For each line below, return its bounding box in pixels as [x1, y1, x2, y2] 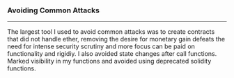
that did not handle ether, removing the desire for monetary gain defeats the [7, 35, 225, 43]
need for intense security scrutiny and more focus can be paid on [7, 42, 195, 50]
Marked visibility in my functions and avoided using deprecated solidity [7, 57, 212, 66]
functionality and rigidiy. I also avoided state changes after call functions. [7, 50, 217, 58]
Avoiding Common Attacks [7, 6, 100, 15]
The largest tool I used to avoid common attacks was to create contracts [7, 28, 215, 36]
